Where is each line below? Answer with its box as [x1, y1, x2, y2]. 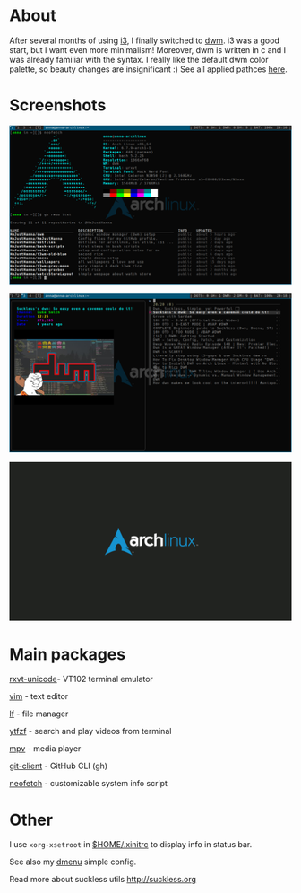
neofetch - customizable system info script [9, 778, 168, 789]
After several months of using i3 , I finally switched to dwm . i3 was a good [9, 35, 279, 46]
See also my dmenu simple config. [9, 856, 137, 867]
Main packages [9, 643, 126, 664]
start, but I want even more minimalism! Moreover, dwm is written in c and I [9, 44, 287, 55]
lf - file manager [9, 708, 69, 719]
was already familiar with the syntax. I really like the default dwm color [9, 54, 269, 65]
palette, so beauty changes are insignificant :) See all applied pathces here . [9, 64, 288, 74]
